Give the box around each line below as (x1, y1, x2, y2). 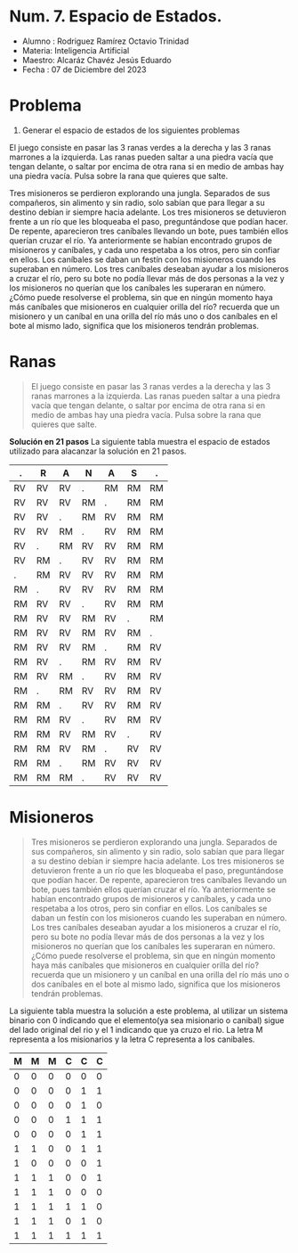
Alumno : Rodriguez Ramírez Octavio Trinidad (21, 36, 189, 46)
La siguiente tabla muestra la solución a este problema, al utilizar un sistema (9, 1005, 288, 1016)
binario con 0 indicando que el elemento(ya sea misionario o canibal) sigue (9, 1014, 285, 1026)
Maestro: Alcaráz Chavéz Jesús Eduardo (21, 54, 172, 65)
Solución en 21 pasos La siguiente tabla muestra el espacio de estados (9, 436, 270, 446)
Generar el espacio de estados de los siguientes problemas (21, 125, 240, 135)
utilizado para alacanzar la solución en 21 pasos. (9, 446, 187, 456)
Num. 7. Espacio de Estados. (9, 6, 222, 27)
